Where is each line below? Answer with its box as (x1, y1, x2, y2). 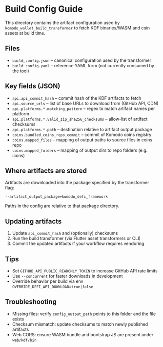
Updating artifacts (5, 217, 62, 225)
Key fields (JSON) (5, 82, 61, 90)
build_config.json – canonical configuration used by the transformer (12, 57, 151, 63)
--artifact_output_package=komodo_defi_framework (5, 194, 108, 199)
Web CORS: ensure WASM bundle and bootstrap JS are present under (12, 331, 154, 337)
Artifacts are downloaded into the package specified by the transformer (5, 180, 149, 186)
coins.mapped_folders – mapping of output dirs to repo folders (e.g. (12, 147, 148, 153)
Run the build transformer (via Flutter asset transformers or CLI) (12, 236, 141, 241)
